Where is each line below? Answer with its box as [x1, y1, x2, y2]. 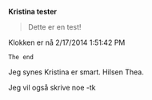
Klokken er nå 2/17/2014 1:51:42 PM [8, 38, 126, 47]
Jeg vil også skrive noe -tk [8, 83, 96, 92]
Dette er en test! [27, 22, 82, 31]
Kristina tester [8, 7, 58, 16]
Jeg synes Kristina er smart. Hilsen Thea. [8, 67, 144, 77]
